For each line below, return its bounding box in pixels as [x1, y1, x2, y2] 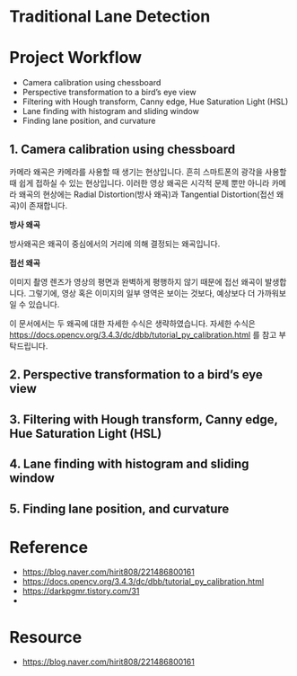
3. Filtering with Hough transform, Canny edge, [9, 412, 278, 427]
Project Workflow [9, 48, 142, 68]
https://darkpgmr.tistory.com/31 [22, 586, 140, 597]
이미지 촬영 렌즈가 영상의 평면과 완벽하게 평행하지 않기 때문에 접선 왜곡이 [9, 276, 263, 287]
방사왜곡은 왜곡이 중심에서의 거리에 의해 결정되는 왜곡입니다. [9, 238, 221, 249]
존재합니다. [28, 200, 68, 210]
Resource [9, 627, 83, 647]
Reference [9, 537, 88, 557]
